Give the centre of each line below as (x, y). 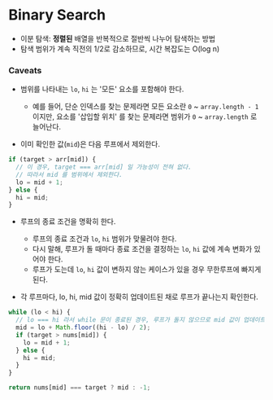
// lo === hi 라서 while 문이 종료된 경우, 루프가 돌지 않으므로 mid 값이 (128, 320)
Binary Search (57, 15)
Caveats (25, 70)
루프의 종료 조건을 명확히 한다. (68, 222)
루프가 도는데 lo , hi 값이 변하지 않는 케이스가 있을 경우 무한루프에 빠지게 (147, 270)
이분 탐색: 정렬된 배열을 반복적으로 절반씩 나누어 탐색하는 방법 (118, 38)
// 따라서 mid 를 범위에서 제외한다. (69, 174)
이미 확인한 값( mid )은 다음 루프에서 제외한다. (90, 144)
